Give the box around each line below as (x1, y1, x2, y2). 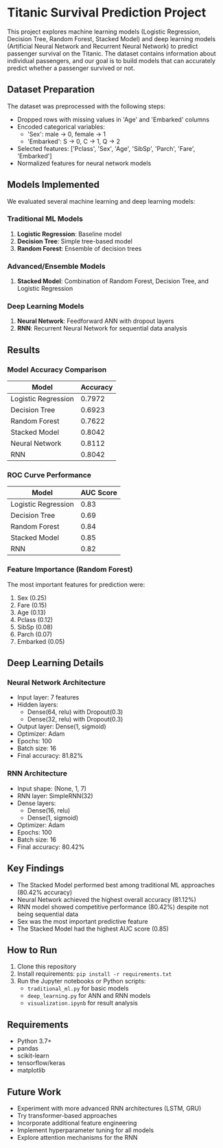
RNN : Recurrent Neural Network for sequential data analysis (16, 324, 187, 333)
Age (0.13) (16, 608, 46, 617)
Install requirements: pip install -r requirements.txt (16, 970, 172, 978)
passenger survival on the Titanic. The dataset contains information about (7, 49, 216, 58)
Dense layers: (16, 799, 56, 807)
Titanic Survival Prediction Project (7, 5, 207, 21)
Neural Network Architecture (7, 678, 106, 687)
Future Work (7, 1086, 62, 1098)
